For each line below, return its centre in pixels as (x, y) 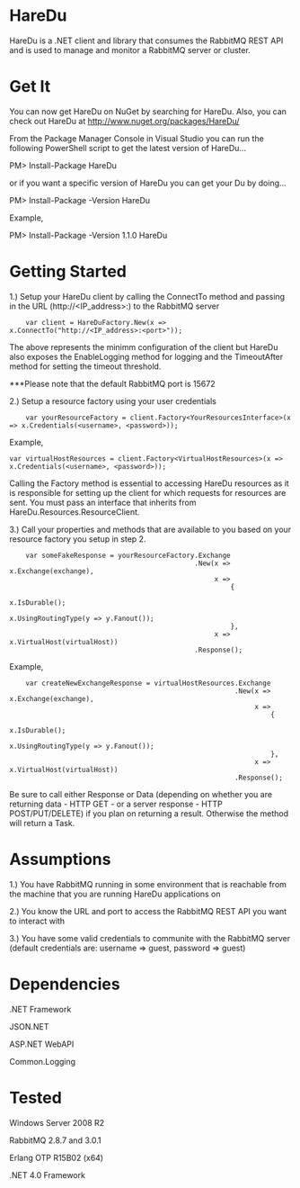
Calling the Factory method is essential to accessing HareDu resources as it (149, 483)
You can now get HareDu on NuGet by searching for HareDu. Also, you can (148, 111)
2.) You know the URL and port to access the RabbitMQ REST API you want (148, 911)
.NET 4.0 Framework (47, 1174)
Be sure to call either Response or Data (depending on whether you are (141, 794)
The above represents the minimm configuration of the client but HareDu (144, 346)
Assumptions (60, 859)
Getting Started (68, 272)
